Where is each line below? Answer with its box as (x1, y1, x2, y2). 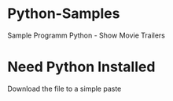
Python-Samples (7, 5, 120, 23)
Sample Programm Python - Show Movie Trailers (7, 31, 166, 40)
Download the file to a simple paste (7, 84, 122, 93)
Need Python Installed (7, 58, 156, 76)
